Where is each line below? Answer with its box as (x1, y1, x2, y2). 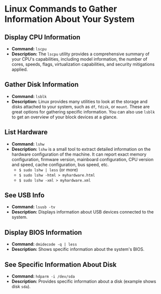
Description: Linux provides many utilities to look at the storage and (11, 98, 148, 104)
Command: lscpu (11, 46, 47, 51)
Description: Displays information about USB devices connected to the (11, 209, 154, 215)
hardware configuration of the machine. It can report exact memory (11, 151, 146, 157)
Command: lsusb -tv (11, 204, 56, 210)
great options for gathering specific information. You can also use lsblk (11, 109, 155, 114)
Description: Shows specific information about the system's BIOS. (11, 246, 145, 252)
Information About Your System (4, 14, 135, 25)
